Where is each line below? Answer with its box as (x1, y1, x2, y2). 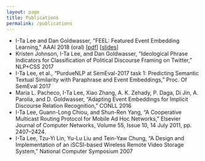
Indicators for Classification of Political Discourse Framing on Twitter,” (15, 56, 192, 64)
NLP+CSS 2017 (15, 63, 54, 70)
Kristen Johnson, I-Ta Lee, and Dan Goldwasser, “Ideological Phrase (15, 50, 188, 58)
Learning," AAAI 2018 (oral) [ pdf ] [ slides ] (15, 43, 118, 51)
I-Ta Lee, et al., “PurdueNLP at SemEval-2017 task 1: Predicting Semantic (15, 70, 199, 77)
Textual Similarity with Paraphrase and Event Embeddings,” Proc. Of (15, 76, 187, 83)
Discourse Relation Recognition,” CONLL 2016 (15, 102, 132, 110)
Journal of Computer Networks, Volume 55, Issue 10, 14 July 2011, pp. (15, 122, 192, 129)
